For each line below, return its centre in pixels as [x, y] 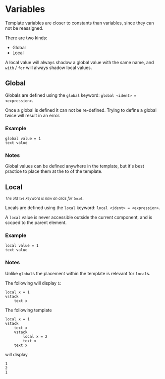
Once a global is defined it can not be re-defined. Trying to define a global [81, 110]
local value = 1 [22, 246]
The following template [28, 310]
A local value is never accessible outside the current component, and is [79, 218]
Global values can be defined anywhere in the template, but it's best [75, 166]
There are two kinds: [26, 38]
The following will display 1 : [33, 283]
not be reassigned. [24, 28]
